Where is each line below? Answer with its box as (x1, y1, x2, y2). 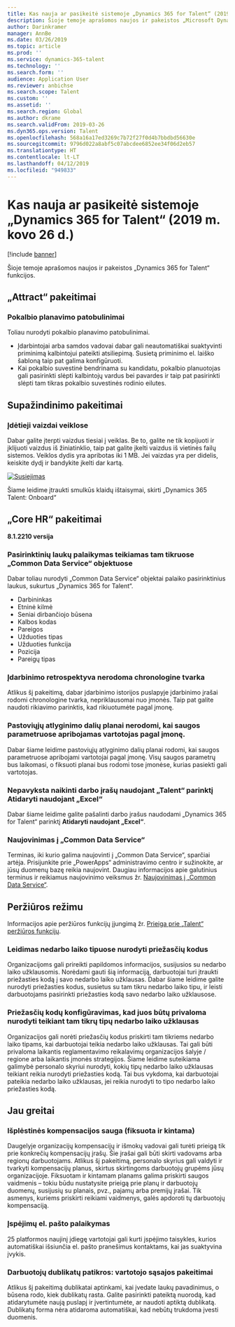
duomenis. (7, 1312, 38, 1321)
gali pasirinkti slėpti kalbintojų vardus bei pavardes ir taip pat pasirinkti (17, 372, 220, 380)
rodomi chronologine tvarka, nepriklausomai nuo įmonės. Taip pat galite (7, 695, 214, 705)
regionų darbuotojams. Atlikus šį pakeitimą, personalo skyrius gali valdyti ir (7, 1157, 222, 1165)
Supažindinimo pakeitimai (7, 399, 123, 411)
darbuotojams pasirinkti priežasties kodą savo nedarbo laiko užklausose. (7, 990, 217, 999)
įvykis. (7, 1249, 26, 1258)
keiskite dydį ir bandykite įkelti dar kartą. (7, 458, 124, 467)
